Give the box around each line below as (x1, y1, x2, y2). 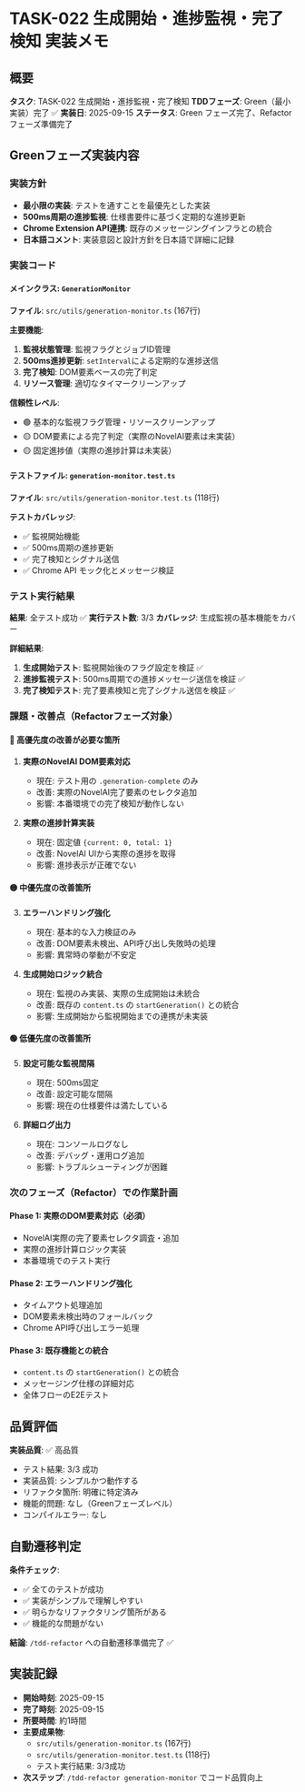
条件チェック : (9, 1565, 61, 1575)
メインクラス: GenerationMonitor (9, 283, 132, 294)
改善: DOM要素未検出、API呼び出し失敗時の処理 (35, 938, 216, 949)
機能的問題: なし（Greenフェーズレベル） (22, 1498, 178, 1509)
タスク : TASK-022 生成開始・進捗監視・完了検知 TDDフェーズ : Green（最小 (9, 96, 291, 106)
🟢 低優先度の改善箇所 (9, 1033, 92, 1044)
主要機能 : (9, 324, 44, 335)
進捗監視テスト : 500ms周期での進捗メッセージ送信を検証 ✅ (22, 674, 245, 685)
